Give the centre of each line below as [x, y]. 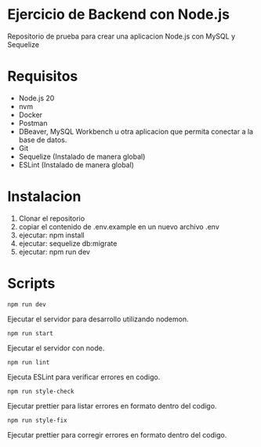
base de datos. [43, 140]
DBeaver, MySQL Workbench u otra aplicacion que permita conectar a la [136, 131]
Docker [31, 115]
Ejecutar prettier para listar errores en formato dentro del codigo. [112, 405]
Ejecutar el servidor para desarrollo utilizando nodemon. [98, 319]
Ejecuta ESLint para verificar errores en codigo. [84, 377]
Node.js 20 [36, 98]
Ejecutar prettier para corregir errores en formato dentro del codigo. [117, 434]
